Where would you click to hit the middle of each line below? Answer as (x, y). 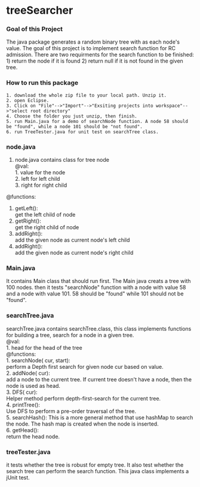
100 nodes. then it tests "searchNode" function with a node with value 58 (96, 288)
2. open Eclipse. (28, 100)
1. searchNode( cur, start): (38, 360)
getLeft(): (26, 208)
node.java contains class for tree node (62, 160)
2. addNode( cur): (28, 373)
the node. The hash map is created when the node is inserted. (83, 424)
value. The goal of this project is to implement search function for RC (91, 48)
